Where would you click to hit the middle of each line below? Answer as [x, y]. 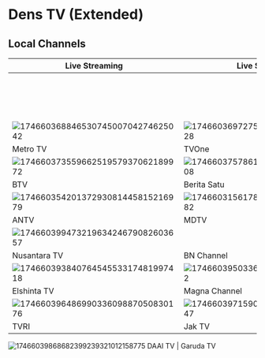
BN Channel [206, 255]
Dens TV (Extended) [76, 15]
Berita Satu [204, 185]
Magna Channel [213, 291]
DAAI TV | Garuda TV [181, 346]
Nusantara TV [38, 255]
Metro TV [30, 149]
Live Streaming [94, 66]
